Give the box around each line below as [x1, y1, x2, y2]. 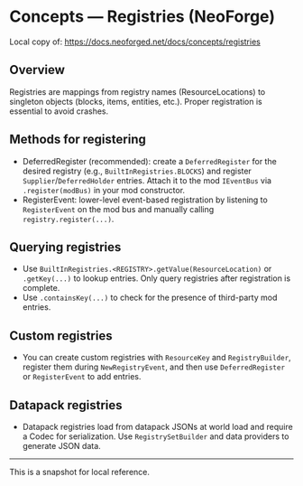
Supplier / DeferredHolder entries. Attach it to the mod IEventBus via [22, 174, 272, 186]
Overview [9, 62, 66, 78]
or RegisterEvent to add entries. [22, 371, 142, 382]
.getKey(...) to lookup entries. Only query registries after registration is [22, 273, 291, 284]
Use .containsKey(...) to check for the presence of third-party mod [22, 292, 278, 304]
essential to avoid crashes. [9, 106, 109, 117]
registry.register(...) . [22, 213, 115, 224]
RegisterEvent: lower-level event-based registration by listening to [22, 194, 268, 205]
